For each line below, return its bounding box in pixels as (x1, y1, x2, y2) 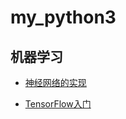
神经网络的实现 (24, 77, 87, 88)
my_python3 (10, 6, 117, 29)
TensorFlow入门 (24, 98, 92, 110)
